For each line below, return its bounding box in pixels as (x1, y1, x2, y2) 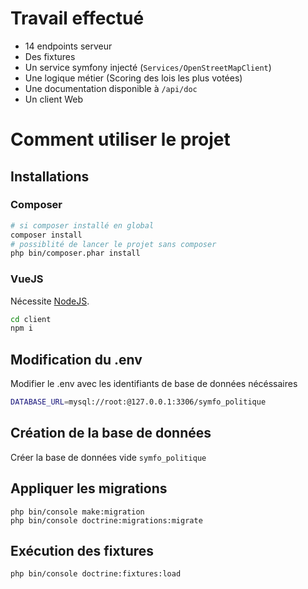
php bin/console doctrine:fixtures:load (10, 569, 182, 579)
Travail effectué (10, 7, 145, 30)
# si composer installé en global (10, 220, 155, 231)
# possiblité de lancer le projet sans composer (10, 239, 217, 249)
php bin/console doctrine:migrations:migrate (10, 515, 203, 526)
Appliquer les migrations (10, 480, 168, 497)
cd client (10, 314, 52, 324)
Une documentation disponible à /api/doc (24, 82, 198, 94)
